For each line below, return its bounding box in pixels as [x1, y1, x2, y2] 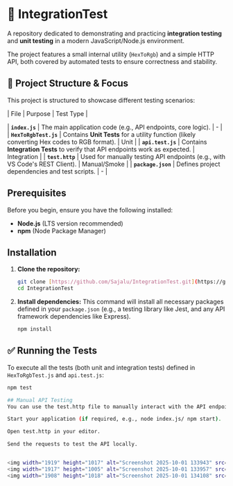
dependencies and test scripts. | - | [7, 167, 107, 176]
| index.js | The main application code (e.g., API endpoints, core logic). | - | [7, 123, 223, 131]
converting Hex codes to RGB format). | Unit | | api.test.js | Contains [7, 137, 207, 146]
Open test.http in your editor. [7, 428, 101, 435]
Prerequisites [7, 187, 67, 199]
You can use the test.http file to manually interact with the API [7, 403, 207, 410]
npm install [17, 326, 52, 333]
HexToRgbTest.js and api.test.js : [7, 371, 104, 379]
